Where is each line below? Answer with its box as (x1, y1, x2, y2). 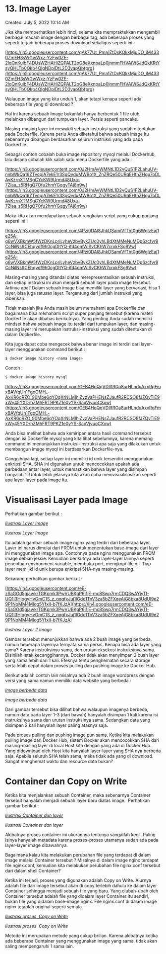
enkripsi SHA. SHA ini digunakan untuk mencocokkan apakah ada (5, 461, 140, 467)
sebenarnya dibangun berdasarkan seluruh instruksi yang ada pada (5, 136, 143, 142)
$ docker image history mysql (5, 374, 68, 379)
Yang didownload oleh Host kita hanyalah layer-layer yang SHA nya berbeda (5, 748, 161, 754)
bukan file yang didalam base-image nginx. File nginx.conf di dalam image (5, 898, 157, 904)
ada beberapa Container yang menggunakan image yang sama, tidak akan (5, 938, 157, 944)
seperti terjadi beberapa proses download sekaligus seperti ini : (5, 39, 135, 45)
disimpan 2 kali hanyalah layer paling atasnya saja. (5, 722, 108, 728)
